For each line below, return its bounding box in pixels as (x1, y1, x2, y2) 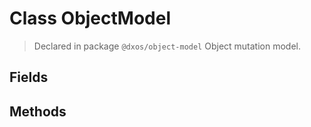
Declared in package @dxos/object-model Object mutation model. (33, 40, 302, 52)
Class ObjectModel (9, 7, 172, 30)
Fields (9, 69, 49, 86)
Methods (9, 103, 67, 120)
